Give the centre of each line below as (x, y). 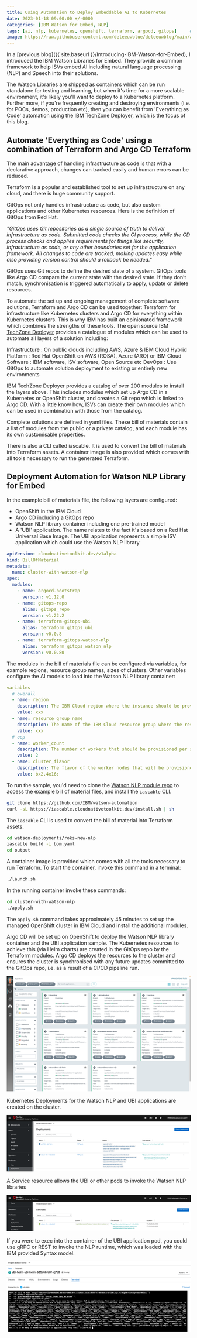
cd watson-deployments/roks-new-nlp (51, 838)
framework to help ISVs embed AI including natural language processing (94, 67)
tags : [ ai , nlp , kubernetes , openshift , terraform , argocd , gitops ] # (100, 31)
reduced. (18, 176)
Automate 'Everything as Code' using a (80, 140)
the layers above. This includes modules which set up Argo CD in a (87, 392)
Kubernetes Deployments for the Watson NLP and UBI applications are (91, 1100)
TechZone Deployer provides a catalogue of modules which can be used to (97, 332)
